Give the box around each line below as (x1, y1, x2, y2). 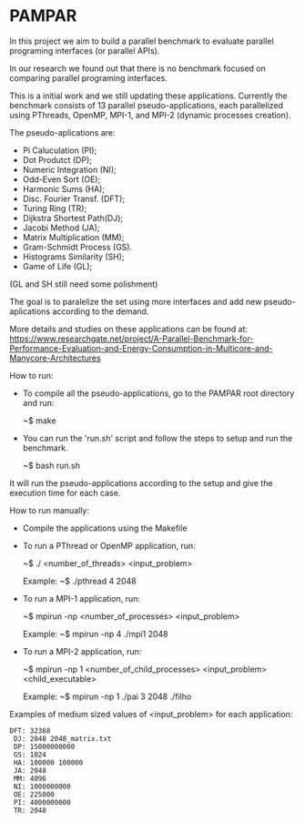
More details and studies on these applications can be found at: (9, 323, 249, 334)
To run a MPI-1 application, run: (22, 593, 141, 604)
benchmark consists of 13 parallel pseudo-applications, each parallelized (9, 99, 284, 110)
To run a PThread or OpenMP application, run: (22, 540, 196, 551)
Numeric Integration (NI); (22, 164, 117, 175)
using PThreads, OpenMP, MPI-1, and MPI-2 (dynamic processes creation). (9, 109, 291, 120)
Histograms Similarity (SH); (22, 251, 125, 262)
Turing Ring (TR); (22, 202, 87, 214)
